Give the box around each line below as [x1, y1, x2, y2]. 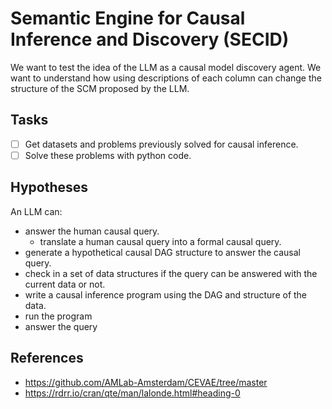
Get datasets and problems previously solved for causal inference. [24, 138, 299, 150]
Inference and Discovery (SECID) [10, 28, 290, 51]
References [10, 350, 84, 367]
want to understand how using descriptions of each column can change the [10, 72, 322, 84]
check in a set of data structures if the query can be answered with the [24, 267, 318, 279]
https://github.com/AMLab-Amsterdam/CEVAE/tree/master [24, 376, 268, 388]
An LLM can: [10, 205, 63, 217]
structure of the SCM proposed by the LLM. [10, 82, 190, 94]
